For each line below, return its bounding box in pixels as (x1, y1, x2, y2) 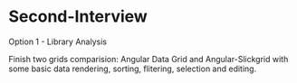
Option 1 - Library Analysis (8, 36, 108, 47)
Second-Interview (8, 6, 148, 27)
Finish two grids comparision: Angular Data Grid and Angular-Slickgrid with (8, 53, 289, 64)
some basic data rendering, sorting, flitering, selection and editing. (8, 63, 257, 74)
